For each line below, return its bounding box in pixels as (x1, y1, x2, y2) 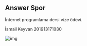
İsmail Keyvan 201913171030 (5, 26, 62, 32)
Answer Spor (5, 4, 46, 12)
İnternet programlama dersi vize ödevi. (5, 16, 83, 22)
